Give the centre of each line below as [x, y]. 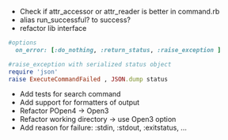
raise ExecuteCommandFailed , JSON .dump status [88, 79]
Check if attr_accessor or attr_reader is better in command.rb [120, 11]
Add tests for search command [70, 94]
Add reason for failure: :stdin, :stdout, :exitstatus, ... [103, 128]
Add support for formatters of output [80, 103]
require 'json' [33, 72]
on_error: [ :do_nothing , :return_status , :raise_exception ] [118, 50]
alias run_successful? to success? [75, 20]
